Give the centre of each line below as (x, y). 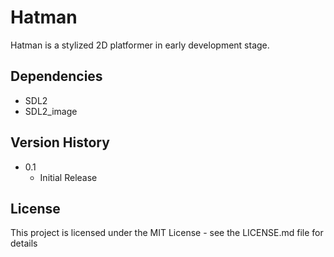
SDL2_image (51, 111)
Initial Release (68, 177)
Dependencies (56, 76)
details (24, 243)
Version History (60, 142)
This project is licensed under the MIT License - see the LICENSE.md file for (167, 233)
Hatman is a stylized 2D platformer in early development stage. (140, 45)
